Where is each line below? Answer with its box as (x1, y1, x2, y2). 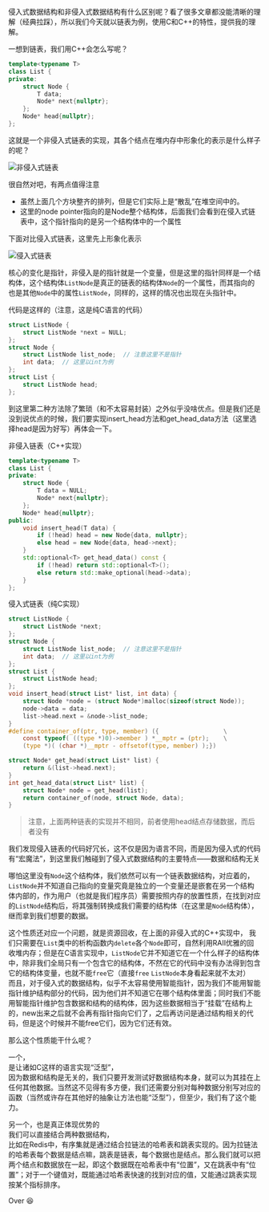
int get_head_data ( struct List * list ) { (8, 779, 146, 787)
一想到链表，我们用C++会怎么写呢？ (8, 44, 128, 54)
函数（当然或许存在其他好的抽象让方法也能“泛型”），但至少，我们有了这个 (8, 1092, 250, 1102)
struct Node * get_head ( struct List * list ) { (8, 757, 159, 765)
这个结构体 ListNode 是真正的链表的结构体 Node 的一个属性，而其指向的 (29, 278, 255, 287)
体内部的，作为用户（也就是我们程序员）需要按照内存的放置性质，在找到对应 (8, 891, 261, 901)
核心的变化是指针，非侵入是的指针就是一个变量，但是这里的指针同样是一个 (8, 267, 254, 277)
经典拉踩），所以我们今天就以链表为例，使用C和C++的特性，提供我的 (22, 17, 249, 26)
